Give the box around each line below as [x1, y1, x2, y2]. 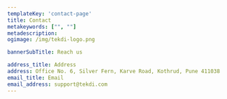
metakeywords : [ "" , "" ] [7, 23, 77, 30]
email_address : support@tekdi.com [7, 81, 108, 88]
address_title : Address [7, 61, 77, 68]
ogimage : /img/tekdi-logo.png [7, 36, 96, 43]
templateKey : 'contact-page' [7, 10, 92, 17]
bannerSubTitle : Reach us [7, 49, 82, 56]
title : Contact [7, 17, 52, 24]
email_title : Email [7, 74, 64, 81]
